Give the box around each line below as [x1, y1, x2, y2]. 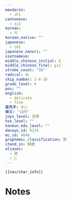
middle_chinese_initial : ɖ [5, 58, 61, 63]
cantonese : [5, 16, 28, 21]
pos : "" [5, 86, 21, 91]
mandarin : [5, 7, 26, 12]
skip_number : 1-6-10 [5, 77, 48, 82]
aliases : [5, 147, 23, 152]
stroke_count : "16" [5, 68, 46, 73]
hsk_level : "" [5, 118, 35, 124]
